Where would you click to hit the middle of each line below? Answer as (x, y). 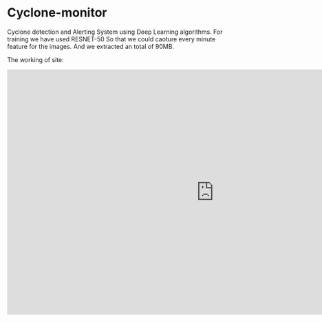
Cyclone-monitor (57, 13)
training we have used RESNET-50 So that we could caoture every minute (111, 39)
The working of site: (35, 59)
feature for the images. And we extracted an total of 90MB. (90, 46)
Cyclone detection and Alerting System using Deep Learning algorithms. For (115, 32)
